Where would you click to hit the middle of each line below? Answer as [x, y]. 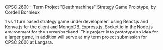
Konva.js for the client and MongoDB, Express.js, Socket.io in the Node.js [79, 27]
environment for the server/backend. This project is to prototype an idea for [81, 32]
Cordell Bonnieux [23, 12]
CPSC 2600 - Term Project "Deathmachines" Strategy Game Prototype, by [81, 7]
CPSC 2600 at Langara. [29, 42]
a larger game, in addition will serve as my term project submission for [76, 37]
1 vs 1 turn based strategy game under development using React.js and [77, 22]
